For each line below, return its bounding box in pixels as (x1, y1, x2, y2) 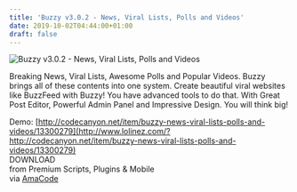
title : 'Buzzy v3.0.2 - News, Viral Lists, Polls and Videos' (9, 12, 245, 22)
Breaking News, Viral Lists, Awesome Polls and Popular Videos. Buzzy (9, 71, 266, 82)
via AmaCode (9, 173, 60, 184)
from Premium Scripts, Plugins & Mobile (9, 164, 155, 174)
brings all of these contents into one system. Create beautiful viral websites (9, 81, 286, 92)
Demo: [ (9, 116, 39, 127)
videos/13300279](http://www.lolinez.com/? (9, 126, 171, 137)
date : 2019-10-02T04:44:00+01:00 (9, 21, 133, 30)
